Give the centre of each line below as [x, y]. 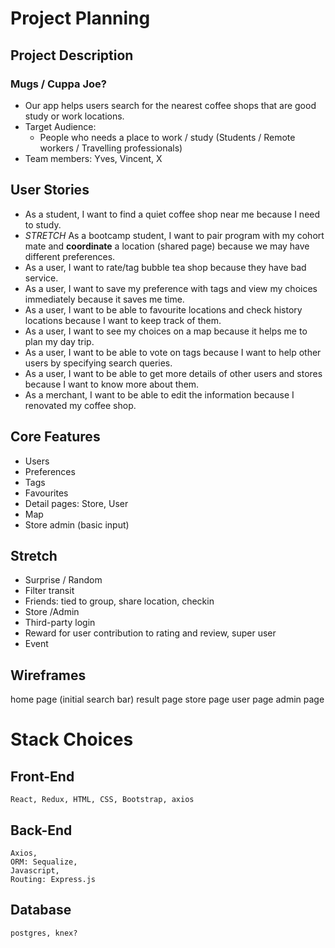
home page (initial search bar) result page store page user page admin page [167, 699]
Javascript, [35, 870]
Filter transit [49, 591]
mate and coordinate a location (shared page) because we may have [167, 246]
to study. [43, 224]
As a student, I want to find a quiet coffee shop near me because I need [172, 214]
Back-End [41, 830]
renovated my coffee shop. [80, 405]
